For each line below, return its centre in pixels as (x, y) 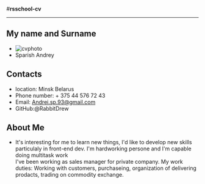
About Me (25, 128)
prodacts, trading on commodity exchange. (69, 175)
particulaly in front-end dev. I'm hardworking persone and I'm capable (103, 149)
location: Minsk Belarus (45, 89)
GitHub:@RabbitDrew (42, 108)
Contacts (24, 74)
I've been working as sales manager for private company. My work (99, 162)
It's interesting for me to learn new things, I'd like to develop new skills (103, 142)
